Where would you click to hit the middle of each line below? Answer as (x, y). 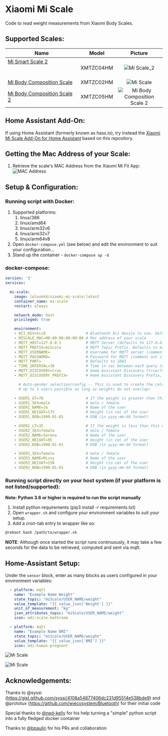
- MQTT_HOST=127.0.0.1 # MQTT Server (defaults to (79, 343)
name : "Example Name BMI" (41, 631)
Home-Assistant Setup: (42, 563)
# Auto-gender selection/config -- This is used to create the (86, 384)
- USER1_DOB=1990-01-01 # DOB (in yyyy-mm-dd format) (81, 417)
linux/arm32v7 (35, 234)
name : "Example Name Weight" (44, 595)
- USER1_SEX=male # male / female (67, 403)
